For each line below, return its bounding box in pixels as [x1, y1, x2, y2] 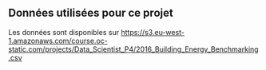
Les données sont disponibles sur [8, 27, 120, 37]
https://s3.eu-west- [121, 27, 185, 37]
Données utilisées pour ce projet [8, 6, 173, 20]
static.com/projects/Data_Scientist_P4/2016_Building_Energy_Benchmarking [8, 44, 259, 54]
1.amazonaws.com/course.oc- [8, 36, 108, 45]
